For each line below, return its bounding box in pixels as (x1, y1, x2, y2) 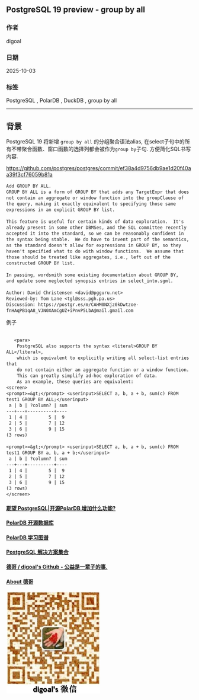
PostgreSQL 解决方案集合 (6, 548, 69, 556)
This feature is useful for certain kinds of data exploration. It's (6, 219, 184, 225)
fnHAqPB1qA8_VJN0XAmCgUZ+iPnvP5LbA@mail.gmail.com (6, 308, 134, 314)
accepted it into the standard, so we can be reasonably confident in (6, 231, 184, 236)
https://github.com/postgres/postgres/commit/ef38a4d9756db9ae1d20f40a (6, 165, 191, 172)
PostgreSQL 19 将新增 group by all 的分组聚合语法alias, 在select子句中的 (6, 138, 185, 145)
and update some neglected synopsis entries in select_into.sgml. (6, 278, 174, 284)
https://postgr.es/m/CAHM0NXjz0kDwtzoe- (37, 302, 139, 308)
